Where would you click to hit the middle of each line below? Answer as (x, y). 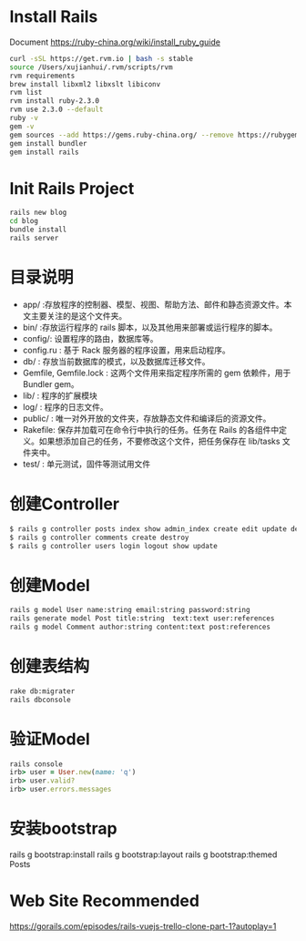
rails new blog (38, 213)
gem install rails (44, 152)
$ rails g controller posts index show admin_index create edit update (148, 529)
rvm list (26, 93)
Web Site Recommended (105, 901)
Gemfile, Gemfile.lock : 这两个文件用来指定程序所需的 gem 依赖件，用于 (157, 373)
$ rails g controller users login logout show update (114, 546)
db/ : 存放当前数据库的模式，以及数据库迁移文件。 (116, 361)
